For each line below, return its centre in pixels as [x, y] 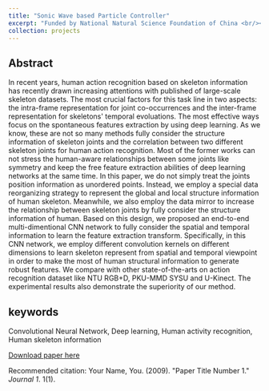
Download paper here [44, 355]
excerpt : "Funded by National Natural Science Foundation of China [123, 23]
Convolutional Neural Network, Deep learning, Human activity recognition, [130, 331]
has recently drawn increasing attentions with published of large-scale [125, 91]
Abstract [31, 63]
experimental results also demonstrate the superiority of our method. [122, 287]
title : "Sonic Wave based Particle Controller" [89, 16]
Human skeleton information [55, 340]
